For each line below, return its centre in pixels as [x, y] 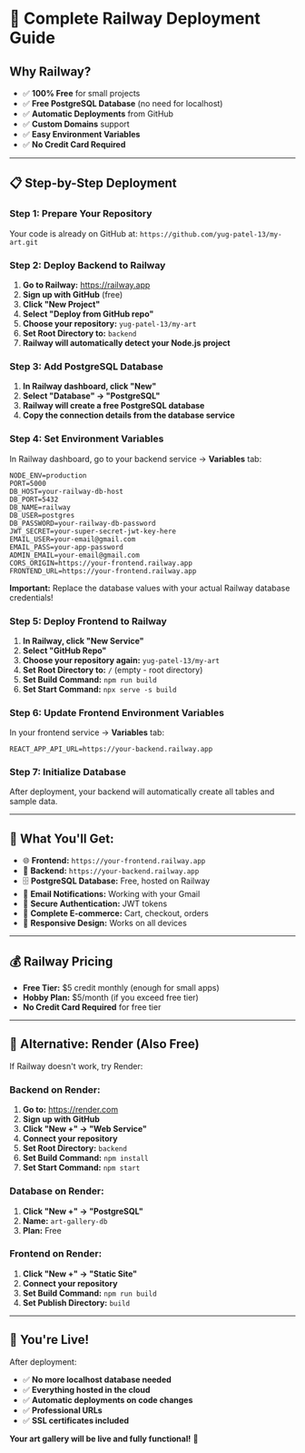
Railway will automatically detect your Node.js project [126, 343]
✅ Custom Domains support [76, 124]
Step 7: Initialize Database [68, 772]
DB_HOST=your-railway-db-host [67, 491]
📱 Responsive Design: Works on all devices [105, 923]
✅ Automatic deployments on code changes [108, 1399]
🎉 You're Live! [49, 1340]
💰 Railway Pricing [61, 961]
